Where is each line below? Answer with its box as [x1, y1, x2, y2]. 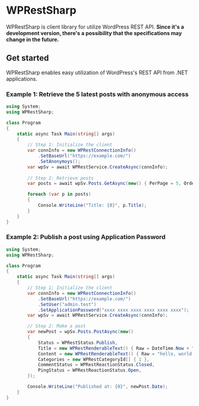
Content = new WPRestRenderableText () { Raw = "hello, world [37, 351, 192, 357]
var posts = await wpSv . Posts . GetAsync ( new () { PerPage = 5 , [27, 181, 182, 187]
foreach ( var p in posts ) [27, 191, 92, 197]
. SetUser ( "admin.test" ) [37, 301, 97, 307]
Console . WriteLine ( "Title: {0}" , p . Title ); [37, 203, 147, 209]
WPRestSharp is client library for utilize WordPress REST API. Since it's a [6, 23, 185, 30]
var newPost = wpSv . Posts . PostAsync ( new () [27, 329, 134, 335]
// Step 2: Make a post [27, 323, 86, 329]
